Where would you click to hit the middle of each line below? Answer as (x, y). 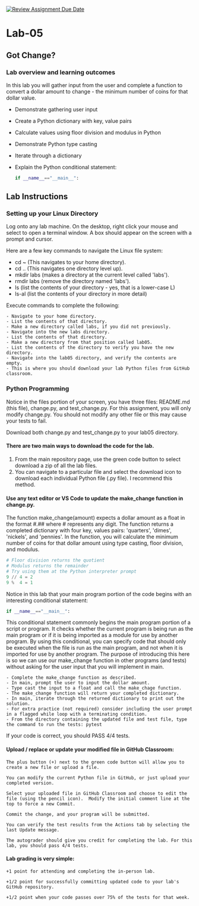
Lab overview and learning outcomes (61, 72)
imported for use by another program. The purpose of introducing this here (98, 654)
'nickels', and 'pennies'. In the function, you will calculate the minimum (92, 537)
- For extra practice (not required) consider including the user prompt (99, 709)
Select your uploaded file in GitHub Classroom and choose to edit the (97, 793)
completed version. (30, 783)
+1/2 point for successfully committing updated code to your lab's (93, 882)
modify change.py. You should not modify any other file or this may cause (97, 414)
